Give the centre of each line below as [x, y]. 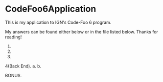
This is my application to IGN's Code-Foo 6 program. [58, 22]
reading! [13, 37]
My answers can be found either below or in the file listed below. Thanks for [81, 32]
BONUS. [13, 75]
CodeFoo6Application [51, 9]
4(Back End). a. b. [23, 66]
